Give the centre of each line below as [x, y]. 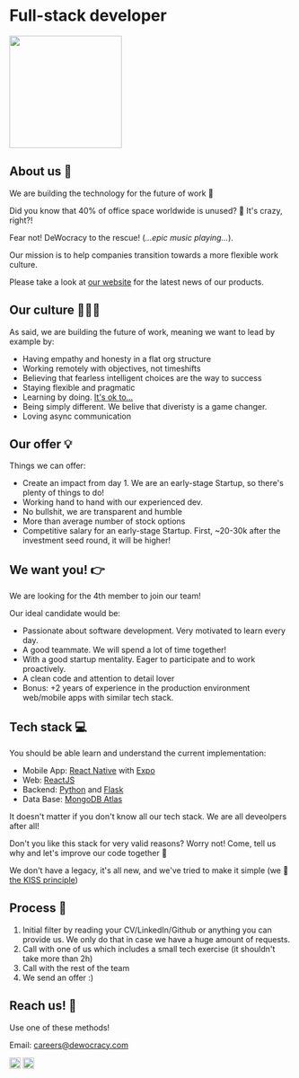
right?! [21, 220]
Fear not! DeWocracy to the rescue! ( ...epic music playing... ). [121, 237]
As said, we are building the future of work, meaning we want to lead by [142, 331]
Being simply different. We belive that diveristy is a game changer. [145, 406]
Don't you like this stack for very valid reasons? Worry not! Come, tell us [143, 844]
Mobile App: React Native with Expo [88, 770]
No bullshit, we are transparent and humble [102, 512]
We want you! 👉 [57, 570]
